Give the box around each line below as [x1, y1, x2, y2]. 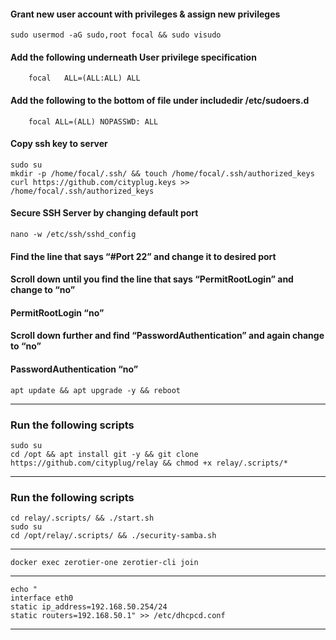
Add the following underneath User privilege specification [10, 51, 257, 63]
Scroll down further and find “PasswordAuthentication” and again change [10, 330, 325, 342]
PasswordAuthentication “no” [10, 363, 139, 375]
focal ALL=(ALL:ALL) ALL [28, 73, 141, 84]
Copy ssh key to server [10, 138, 108, 150]
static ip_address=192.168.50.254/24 [10, 602, 168, 612]
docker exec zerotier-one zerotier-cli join [10, 558, 199, 568]
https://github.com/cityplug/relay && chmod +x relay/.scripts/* [10, 458, 288, 468]
